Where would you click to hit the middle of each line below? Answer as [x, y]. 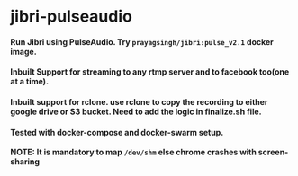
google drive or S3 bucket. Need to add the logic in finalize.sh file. [136, 111]
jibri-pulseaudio [72, 17]
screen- [273, 152]
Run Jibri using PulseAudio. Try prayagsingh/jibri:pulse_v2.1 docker [142, 41]
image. [23, 51]
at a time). [29, 82]
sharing [25, 162]
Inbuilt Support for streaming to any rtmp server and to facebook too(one [150, 72]
